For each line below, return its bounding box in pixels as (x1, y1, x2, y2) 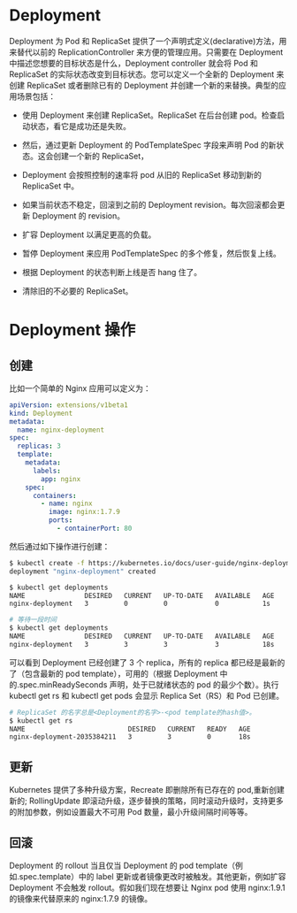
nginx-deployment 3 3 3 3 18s (9, 640, 275, 648)
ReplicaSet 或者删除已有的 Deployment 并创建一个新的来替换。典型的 (26, 80, 279, 90)
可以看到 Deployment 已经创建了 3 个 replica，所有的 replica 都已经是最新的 (9, 656, 286, 668)
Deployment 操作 (9, 320, 136, 341)
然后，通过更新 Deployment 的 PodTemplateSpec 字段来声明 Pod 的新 (21, 139, 277, 150)
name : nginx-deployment (17, 426, 104, 434)
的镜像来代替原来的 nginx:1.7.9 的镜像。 (9, 893, 153, 903)
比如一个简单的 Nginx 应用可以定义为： (9, 382, 152, 394)
